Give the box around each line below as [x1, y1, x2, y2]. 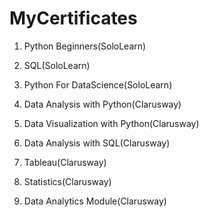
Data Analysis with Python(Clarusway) [23, 98, 182, 110]
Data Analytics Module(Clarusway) [23, 195, 167, 207]
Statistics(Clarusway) [23, 175, 112, 187]
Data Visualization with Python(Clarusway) [23, 117, 200, 129]
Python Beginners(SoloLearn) [23, 40, 147, 52]
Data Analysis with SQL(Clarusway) [23, 137, 171, 149]
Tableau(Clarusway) [23, 156, 107, 168]
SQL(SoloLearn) [23, 59, 91, 71]
